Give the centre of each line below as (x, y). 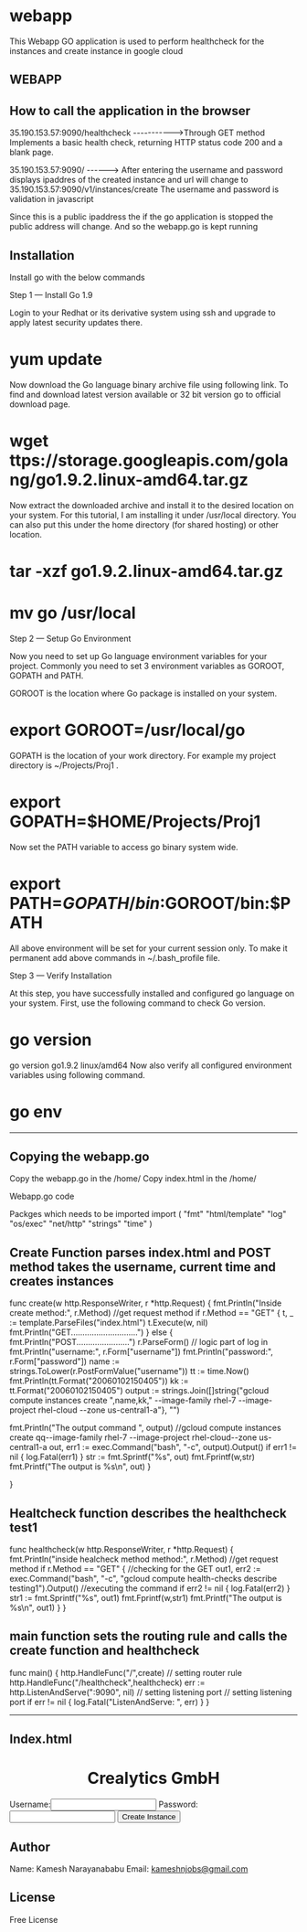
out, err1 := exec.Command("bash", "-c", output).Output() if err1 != (173, 1447)
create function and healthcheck (105, 1651)
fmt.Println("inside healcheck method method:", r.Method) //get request (144, 1559)
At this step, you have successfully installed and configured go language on (152, 993)
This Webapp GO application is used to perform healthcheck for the (137, 41)
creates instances (62, 1281)
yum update (56, 360)
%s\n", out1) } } (38, 1608)
